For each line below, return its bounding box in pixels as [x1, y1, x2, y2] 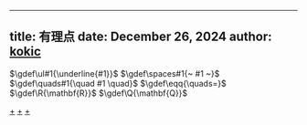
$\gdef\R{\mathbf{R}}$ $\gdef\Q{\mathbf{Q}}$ [9, 88, 188, 99]
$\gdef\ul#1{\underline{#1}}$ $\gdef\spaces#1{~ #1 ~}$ [9, 68, 220, 78]
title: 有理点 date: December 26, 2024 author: [9, 29, 272, 45]
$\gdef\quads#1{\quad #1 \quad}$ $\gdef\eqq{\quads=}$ [9, 78, 227, 89]
